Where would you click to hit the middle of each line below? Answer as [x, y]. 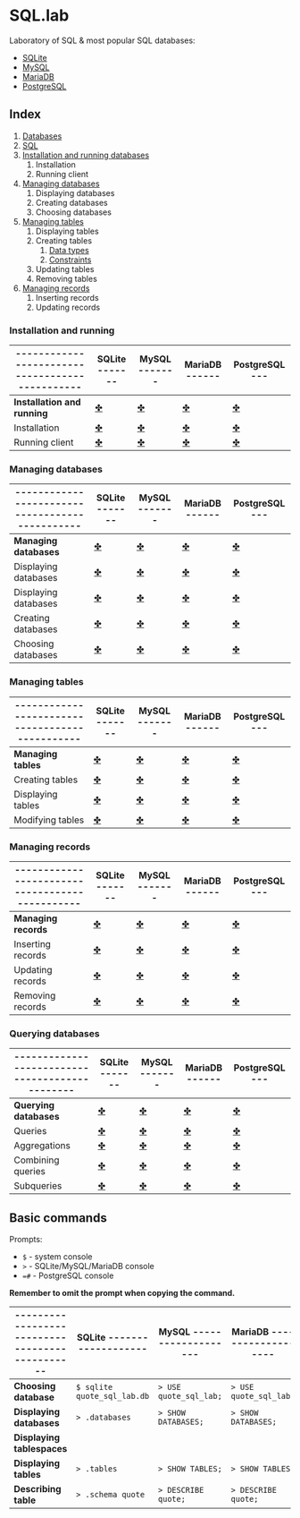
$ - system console [57, 1257]
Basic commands [58, 1218]
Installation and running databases [86, 155]
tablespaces [41, 1449]
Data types [69, 250]
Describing [37, 1489]
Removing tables [67, 278]
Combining [37, 1160]
